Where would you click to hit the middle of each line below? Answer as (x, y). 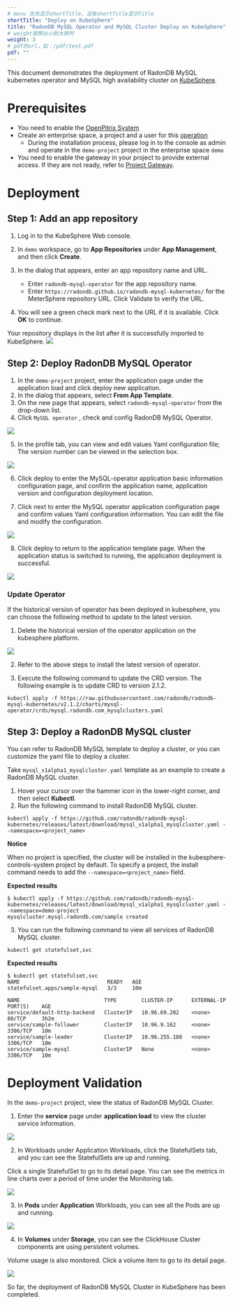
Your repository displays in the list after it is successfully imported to (106, 333)
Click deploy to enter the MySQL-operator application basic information (120, 478)
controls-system (31, 864)
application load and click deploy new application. (89, 387)
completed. (23, 1294)
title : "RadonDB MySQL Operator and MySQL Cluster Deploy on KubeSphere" (117, 27)
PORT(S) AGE (29, 1006)
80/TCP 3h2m (31, 1018)
